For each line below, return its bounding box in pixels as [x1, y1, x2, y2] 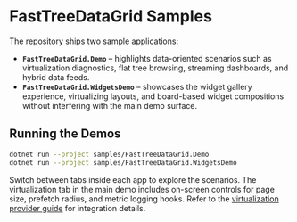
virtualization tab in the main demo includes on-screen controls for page [9, 184, 275, 194]
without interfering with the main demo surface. [21, 100, 198, 111]
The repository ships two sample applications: [9, 36, 179, 46]
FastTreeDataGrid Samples [9, 6, 212, 27]
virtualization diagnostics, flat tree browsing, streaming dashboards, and [21, 62, 289, 73]
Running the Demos [9, 127, 121, 142]
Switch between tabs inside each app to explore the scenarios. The [9, 174, 257, 185]
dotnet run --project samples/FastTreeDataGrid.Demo [9, 150, 210, 159]
